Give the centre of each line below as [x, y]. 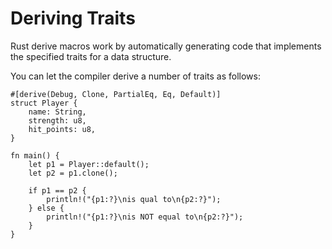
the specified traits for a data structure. [91, 56]
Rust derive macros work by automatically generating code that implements [166, 46]
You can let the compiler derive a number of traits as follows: [135, 76]
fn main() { [35, 155]
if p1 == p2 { [57, 190]
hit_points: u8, [62, 129]
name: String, [57, 112]
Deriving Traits [73, 18]
